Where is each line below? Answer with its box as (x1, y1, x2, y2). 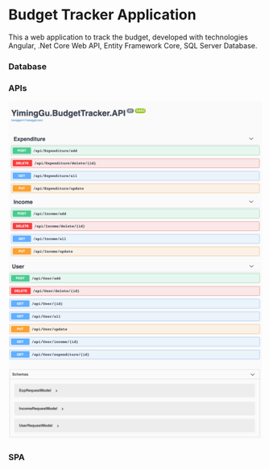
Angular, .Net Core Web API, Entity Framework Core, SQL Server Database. (8, 40, 258, 50)
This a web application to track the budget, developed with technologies (8, 32, 248, 42)
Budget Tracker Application (8, 6, 197, 24)
